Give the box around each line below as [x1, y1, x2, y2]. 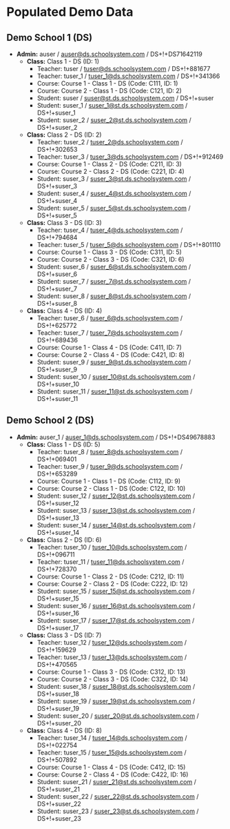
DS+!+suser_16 [36, 609, 80, 617]
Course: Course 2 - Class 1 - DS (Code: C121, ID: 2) [36, 87, 182, 95]
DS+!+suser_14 [36, 528, 80, 536]
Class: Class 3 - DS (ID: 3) [26, 219, 103, 226]
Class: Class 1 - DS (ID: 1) [26, 57, 100, 66]
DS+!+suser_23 [36, 814, 82, 822]
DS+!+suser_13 [36, 514, 80, 522]
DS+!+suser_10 [36, 380, 80, 388]
